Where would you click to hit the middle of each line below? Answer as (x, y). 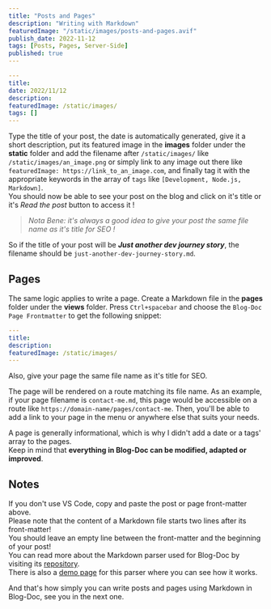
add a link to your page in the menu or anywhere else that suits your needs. (134, 417)
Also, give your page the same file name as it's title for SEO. (108, 376)
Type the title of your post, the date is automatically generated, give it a (127, 136)
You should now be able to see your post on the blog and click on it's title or (135, 197)
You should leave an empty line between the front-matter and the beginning (135, 538)
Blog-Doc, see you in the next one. (66, 597)
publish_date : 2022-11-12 (52, 38)
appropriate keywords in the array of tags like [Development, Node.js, (125, 180)
